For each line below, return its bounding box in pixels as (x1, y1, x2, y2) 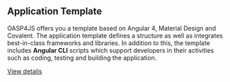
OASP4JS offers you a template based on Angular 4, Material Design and (7, 24, 217, 32)
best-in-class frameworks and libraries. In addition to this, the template (7, 38, 211, 47)
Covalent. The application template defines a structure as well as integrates (7, 31, 224, 40)
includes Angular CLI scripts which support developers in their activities (7, 46, 214, 54)
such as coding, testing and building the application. (7, 54, 157, 62)
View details (7, 67, 42, 75)
